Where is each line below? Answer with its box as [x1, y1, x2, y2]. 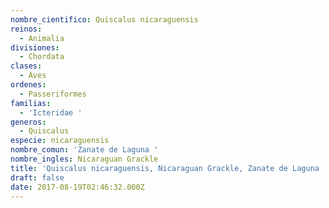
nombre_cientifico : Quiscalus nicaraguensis [10, 14, 199, 25]
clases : [10, 61, 43, 71]
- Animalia [19, 33, 65, 43]
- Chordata [19, 52, 65, 62]
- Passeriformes [19, 89, 87, 99]
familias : [10, 98, 52, 108]
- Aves [19, 71, 47, 81]
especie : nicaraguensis [10, 136, 110, 146]
